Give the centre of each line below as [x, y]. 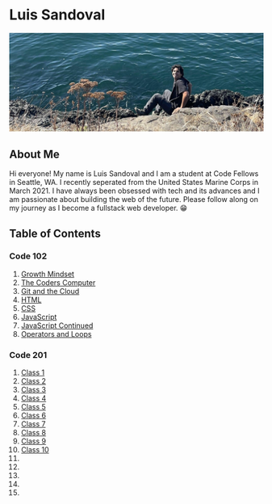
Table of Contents [55, 233]
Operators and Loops [56, 334]
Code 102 [28, 256]
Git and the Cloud [50, 291]
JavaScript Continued [57, 325]
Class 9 [33, 441]
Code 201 [28, 355]
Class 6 [33, 416]
